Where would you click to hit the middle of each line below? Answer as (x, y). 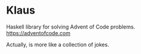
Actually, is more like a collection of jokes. (58, 45)
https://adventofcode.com (38, 33)
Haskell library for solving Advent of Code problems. (71, 27)
